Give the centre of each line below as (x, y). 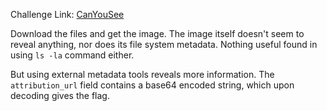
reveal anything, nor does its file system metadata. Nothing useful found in (164, 44)
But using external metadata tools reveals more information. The (142, 74)
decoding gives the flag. (60, 95)
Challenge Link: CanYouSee (67, 14)
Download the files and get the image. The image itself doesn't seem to (157, 33)
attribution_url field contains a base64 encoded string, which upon (152, 85)
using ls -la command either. (72, 55)
